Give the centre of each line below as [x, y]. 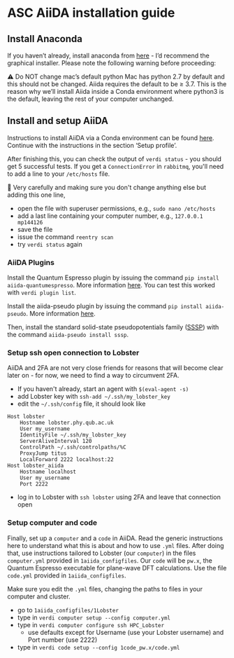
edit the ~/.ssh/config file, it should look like [81, 404]
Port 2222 [34, 484]
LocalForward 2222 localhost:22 [67, 460]
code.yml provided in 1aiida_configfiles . [67, 575]
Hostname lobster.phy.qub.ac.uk [67, 423]
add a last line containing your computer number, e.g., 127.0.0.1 [110, 216]
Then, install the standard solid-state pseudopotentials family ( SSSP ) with [113, 327]
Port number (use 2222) [63, 640]
